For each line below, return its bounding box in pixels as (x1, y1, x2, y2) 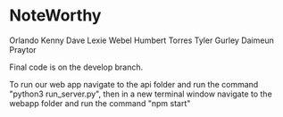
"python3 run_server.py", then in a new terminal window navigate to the (9, 88, 272, 99)
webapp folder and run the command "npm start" (9, 97, 191, 108)
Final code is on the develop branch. (9, 62, 144, 72)
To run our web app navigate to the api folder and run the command (9, 79, 259, 89)
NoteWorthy (9, 5, 102, 26)
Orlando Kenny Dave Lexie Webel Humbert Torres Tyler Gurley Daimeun (9, 35, 274, 46)
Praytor (9, 44, 37, 54)
